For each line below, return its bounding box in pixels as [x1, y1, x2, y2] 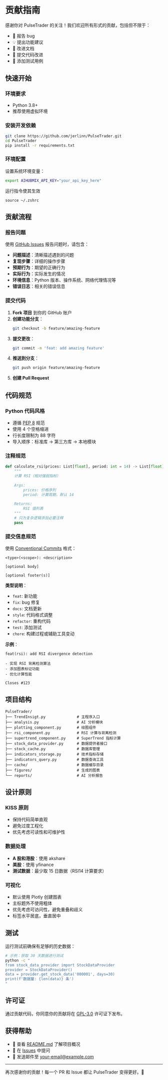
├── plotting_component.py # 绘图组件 [5, 725, 96, 730]
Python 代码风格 [5, 407, 45, 414]
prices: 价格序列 [23, 488, 56, 493]
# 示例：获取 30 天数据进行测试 [5, 953, 63, 958]
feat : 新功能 [12, 593, 37, 599]
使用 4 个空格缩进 [12, 426, 49, 432]
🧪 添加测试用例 [12, 58, 43, 64]
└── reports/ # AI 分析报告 [5, 773, 103, 778]
